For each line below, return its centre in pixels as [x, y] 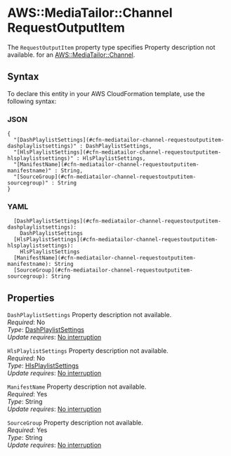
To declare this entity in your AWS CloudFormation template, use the [106, 93]
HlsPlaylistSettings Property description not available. [88, 351]
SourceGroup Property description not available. [75, 423]
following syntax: [32, 101]
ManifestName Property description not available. [77, 387]
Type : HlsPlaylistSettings [43, 366]
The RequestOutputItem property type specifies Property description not [111, 47]
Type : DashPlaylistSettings [46, 330]
